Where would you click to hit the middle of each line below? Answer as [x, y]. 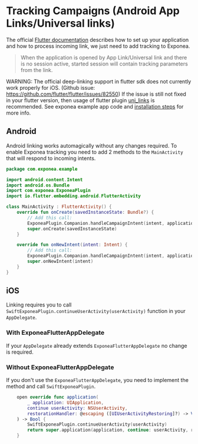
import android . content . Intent [44, 179]
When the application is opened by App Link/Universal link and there [104, 57]
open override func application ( [58, 397]
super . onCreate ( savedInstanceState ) [72, 228]
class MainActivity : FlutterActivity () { [59, 207]
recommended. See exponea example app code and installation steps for [95, 106]
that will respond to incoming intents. [51, 158]
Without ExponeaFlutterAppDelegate [60, 367]
